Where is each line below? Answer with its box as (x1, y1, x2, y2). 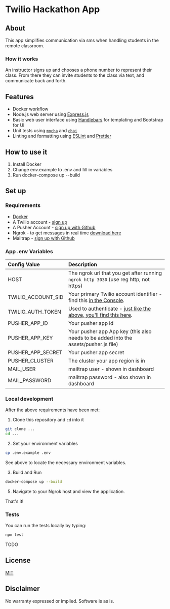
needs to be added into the (68, 334, 133, 341)
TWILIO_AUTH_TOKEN (8, 308, 62, 315)
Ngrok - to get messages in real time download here (12, 230, 121, 236)
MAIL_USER (8, 365, 36, 372)
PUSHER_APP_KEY (8, 334, 53, 341)
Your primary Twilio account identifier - (68, 290, 162, 297)
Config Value (8, 261, 40, 268)
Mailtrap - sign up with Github (12, 235, 75, 241)
